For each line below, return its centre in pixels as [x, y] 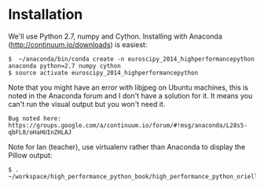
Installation [46, 15]
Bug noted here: [35, 118]
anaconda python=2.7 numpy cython [65, 66]
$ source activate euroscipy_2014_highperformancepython [103, 72]
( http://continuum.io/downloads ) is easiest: [78, 44]
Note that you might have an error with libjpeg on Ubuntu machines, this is [128, 87]
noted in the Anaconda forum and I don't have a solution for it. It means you [130, 95]
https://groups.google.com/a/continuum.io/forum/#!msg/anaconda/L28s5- [128, 125]
